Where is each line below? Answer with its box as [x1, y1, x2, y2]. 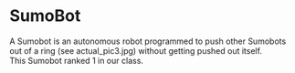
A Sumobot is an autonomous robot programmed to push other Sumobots [9, 36, 287, 47]
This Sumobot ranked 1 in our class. [9, 55, 144, 66]
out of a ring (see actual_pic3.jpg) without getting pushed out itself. [9, 45, 263, 56]
